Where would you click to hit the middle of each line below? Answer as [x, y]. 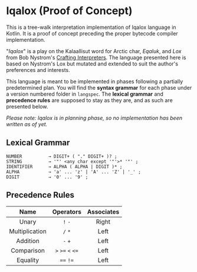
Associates [103, 212]
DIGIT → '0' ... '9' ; [47, 177]
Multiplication [28, 231]
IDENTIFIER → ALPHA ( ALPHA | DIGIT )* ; [64, 166]
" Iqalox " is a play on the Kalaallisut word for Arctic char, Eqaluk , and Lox [94, 51]
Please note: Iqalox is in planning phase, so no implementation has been [94, 118]
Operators [67, 212]
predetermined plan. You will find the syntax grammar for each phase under [99, 87]
